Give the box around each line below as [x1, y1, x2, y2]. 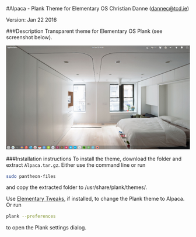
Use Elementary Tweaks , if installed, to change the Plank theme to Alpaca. [6, 195, 185, 202]
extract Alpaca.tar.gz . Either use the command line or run [6, 161, 146, 169]
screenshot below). [6, 34, 52, 40]
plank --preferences [6, 214, 57, 219]
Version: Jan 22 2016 [6, 16, 57, 23]
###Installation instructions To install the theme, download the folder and [6, 155, 182, 162]
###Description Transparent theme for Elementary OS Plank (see [6, 28, 163, 35]
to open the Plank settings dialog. [6, 224, 86, 231]
